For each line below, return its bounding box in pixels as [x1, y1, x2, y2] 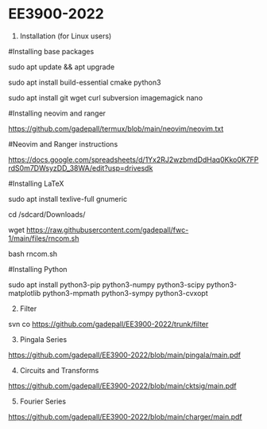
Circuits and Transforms [19, 365, 99, 375]
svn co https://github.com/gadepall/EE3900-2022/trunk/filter [8, 319, 209, 329]
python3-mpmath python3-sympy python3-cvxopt [42, 288, 208, 297]
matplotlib [8, 288, 41, 297]
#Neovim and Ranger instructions [8, 139, 118, 148]
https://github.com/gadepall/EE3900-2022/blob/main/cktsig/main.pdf [8, 380, 237, 391]
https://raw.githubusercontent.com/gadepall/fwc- [26, 225, 189, 234]
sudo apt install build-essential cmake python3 [8, 77, 161, 87]
